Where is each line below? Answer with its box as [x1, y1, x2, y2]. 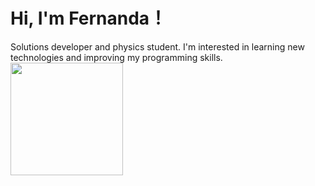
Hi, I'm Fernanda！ [10, 7, 168, 30]
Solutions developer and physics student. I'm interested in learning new [10, 40, 305, 53]
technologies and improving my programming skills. [10, 51, 223, 63]
